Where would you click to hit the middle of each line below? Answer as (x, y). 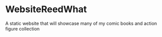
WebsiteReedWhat (46, 9)
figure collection (23, 28)
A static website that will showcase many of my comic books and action (81, 23)
